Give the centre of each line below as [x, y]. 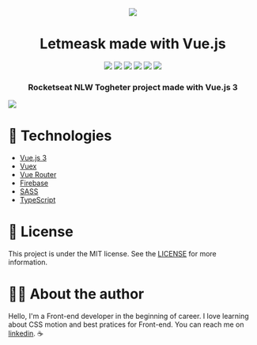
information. [28, 262]
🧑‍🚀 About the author [76, 294]
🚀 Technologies [60, 136]
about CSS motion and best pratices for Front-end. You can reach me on [126, 324]
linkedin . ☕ [26, 334]
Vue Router [38, 175]
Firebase [34, 183]
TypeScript [38, 200]
